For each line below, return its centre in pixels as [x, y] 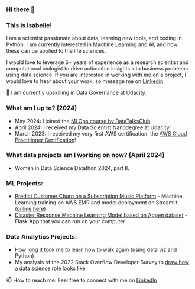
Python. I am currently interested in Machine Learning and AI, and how [92, 44]
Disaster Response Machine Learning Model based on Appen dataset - [101, 215]
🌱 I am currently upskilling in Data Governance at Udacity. [76, 93]
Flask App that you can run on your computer [70, 221]
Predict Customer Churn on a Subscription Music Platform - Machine [98, 196]
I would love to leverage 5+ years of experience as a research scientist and [97, 62]
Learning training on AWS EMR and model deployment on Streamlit [96, 203]
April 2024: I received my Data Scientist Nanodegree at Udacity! [93, 127]
